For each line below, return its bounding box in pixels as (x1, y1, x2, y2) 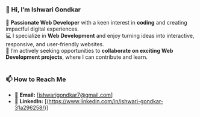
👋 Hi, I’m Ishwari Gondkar (5, 5, 81, 14)
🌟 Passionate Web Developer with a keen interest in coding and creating (5, 19, 187, 26)
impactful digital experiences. (5, 25, 80, 32)
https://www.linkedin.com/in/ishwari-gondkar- (48, 97, 164, 104)
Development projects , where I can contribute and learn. (5, 53, 148, 61)
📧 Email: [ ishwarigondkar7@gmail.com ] (14, 91, 113, 98)
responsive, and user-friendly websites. (5, 41, 104, 48)
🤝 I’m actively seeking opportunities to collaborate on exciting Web (5, 47, 173, 55)
